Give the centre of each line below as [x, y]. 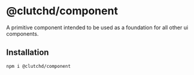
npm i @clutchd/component [38, 66]
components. [22, 33]
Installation [28, 53]
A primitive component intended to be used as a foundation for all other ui [97, 27]
